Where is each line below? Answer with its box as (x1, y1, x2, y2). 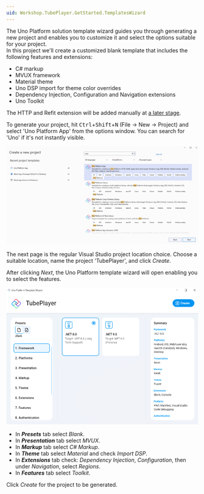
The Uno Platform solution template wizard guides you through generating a (6, 27, 197, 35)
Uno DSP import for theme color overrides (15, 84, 121, 91)
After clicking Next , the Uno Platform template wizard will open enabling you (6, 269, 198, 276)
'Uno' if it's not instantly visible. (6, 134, 85, 141)
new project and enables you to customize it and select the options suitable (6, 33, 196, 41)
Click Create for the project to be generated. (6, 481, 118, 489)
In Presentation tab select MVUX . (15, 437, 100, 444)
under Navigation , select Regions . (15, 463, 100, 470)
